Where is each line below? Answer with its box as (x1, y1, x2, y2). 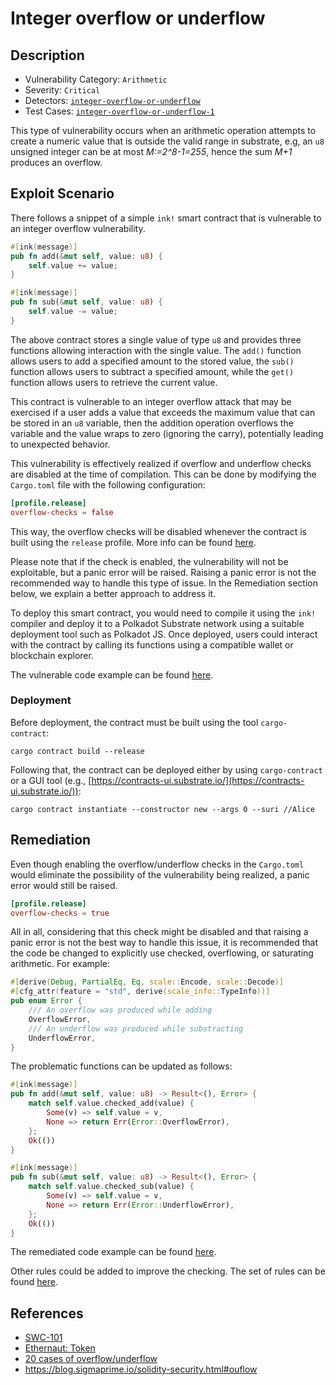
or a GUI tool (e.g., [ (10, 774, 92, 786)
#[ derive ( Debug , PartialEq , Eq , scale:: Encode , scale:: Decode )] (10, 977, 284, 987)
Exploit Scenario (10, 185, 115, 202)
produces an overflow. (10, 157, 103, 168)
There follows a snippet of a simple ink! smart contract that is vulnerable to (10, 212, 322, 224)
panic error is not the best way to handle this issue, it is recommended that (10, 937, 319, 949)
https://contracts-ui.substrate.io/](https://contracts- (91, 774, 305, 786)
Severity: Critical (24, 84, 101, 96)
